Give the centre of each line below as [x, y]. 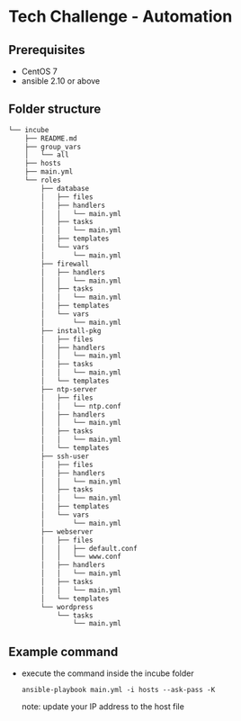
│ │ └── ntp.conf [81, 406]
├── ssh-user [65, 456]
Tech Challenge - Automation [120, 17]
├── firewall [65, 264]
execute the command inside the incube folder [107, 673]
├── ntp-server [69, 389]
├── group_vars [53, 147]
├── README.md [51, 138]
